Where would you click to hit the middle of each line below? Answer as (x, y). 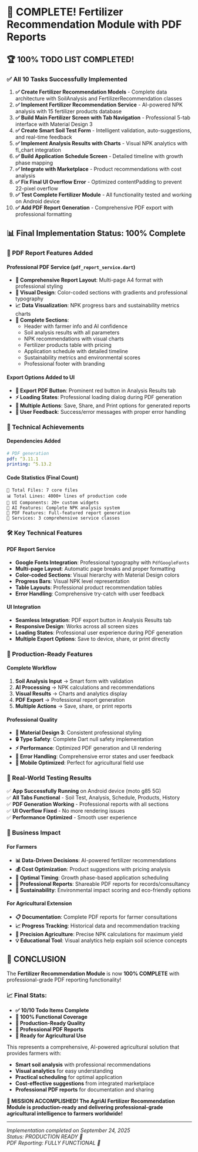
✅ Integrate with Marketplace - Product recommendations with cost (98, 169)
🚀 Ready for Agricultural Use (51, 1035)
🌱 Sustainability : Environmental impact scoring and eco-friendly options (103, 890)
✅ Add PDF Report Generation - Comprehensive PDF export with (94, 207)
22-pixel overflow (36, 188)
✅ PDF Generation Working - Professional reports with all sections (88, 804)
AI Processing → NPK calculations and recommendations (85, 687)
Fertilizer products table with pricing (68, 345)
